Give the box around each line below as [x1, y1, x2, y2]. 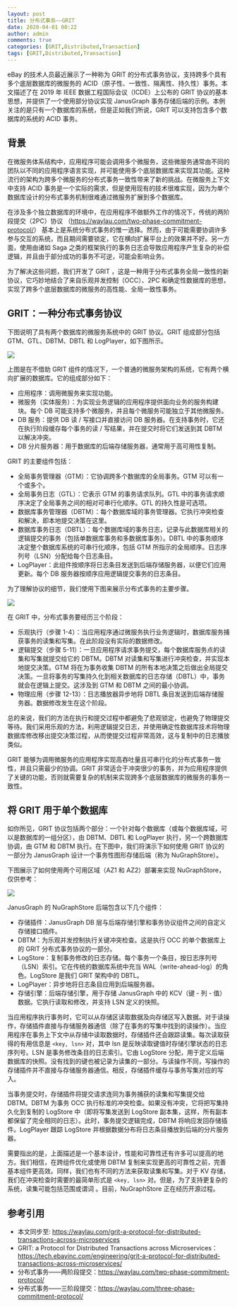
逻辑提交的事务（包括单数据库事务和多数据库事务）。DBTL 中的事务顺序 [17, 534, 224, 542]
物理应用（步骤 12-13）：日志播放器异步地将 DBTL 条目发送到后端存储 [17, 690, 219, 698]
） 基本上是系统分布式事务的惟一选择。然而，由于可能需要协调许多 [33, 225, 227, 234]
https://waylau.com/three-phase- [97, 1284, 195, 1293]
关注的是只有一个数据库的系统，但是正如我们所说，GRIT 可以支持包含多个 [7, 105, 221, 114]
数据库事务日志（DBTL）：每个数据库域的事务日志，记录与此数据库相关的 [17, 525, 229, 533]
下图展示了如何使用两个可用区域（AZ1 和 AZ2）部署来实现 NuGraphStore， [7, 866, 226, 874]
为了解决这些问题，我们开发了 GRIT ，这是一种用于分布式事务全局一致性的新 [7, 267, 229, 275]
